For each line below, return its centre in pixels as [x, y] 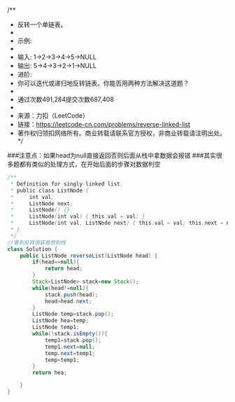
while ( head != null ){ [61, 288]
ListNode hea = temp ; [61, 321]
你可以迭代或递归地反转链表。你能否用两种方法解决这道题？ [103, 83]
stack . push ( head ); [71, 294]
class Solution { [33, 249]
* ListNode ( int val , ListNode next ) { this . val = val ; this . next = [117, 223]
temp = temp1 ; [62, 360]
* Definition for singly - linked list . [67, 184]
